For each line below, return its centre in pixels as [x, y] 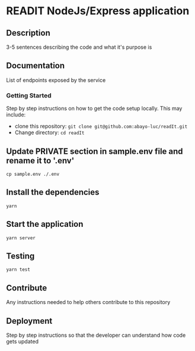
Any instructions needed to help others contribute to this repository [88, 302]
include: [16, 115]
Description [28, 33]
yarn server [21, 238]
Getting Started [29, 95]
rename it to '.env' [40, 161]
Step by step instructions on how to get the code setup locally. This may [94, 109]
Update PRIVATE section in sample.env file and [95, 151]
